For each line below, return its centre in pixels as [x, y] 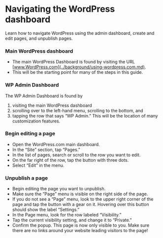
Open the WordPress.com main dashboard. [56, 144]
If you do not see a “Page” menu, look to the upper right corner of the [83, 199]
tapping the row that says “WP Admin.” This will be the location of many [85, 116]
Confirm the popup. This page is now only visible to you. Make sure [81, 225]
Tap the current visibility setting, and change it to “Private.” [72, 220]
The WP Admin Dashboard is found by [44, 96]
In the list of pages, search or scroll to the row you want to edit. [76, 155]
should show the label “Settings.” [46, 209]
